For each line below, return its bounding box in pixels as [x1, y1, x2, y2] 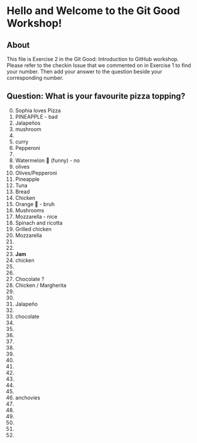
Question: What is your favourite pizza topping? [6, 91, 185, 101]
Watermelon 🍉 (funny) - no [15, 157, 80, 164]
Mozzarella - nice [15, 213, 57, 220]
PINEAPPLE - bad [15, 113, 58, 120]
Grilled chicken [15, 225, 52, 233]
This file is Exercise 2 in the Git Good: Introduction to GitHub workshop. [6, 56, 179, 62]
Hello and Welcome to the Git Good [6, 4, 181, 18]
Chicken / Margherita [15, 281, 67, 288]
